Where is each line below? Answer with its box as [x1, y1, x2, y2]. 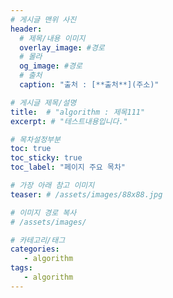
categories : [10, 244, 60, 255]
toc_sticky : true [10, 153, 83, 163]
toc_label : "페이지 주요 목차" [10, 162, 126, 173]
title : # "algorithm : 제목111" [10, 107, 146, 117]
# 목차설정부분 [10, 134, 61, 145]
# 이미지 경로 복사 [10, 207, 77, 218]
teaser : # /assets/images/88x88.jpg [10, 189, 163, 200]
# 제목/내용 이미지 [19, 33, 86, 43]
